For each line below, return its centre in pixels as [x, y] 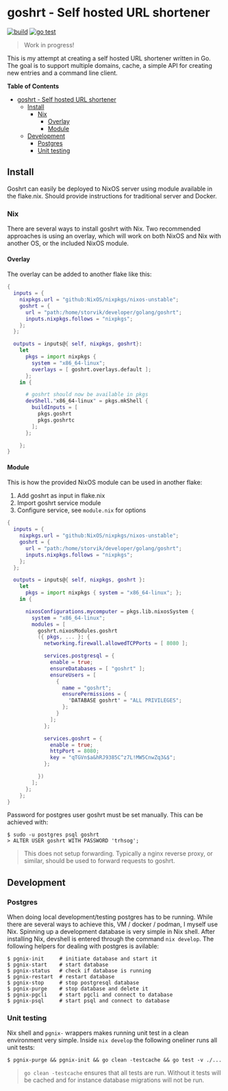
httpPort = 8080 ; [75, 751]
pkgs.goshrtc [56, 420]
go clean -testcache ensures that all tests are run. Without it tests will [122, 1073]
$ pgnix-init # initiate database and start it [82, 959]
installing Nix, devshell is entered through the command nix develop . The [111, 939]
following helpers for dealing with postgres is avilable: [83, 946]
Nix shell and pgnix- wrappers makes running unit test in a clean [98, 1033]
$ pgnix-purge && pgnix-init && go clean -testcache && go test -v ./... [115, 1060]
